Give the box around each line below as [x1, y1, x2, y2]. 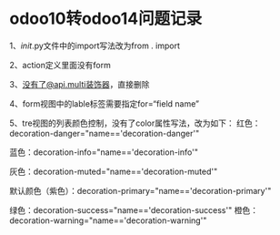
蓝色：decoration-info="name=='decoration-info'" [9, 147, 198, 158]
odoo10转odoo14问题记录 [9, 8, 203, 29]
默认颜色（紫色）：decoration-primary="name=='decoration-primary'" [9, 185, 272, 196]
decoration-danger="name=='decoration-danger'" [9, 128, 200, 138]
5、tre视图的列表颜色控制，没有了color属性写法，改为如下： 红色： [9, 117, 261, 128]
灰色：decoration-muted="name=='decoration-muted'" [9, 166, 218, 177]
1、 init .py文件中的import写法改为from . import [9, 40, 180, 51]
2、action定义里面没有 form [9, 59, 111, 70]
